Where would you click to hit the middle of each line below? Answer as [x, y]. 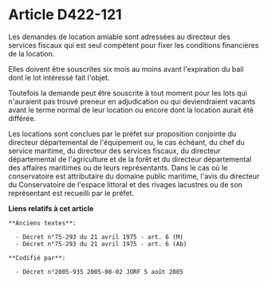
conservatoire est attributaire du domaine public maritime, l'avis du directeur [134, 176]
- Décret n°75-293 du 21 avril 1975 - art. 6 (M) [99, 237]
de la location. [32, 53]
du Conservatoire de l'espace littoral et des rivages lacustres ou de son [126, 184]
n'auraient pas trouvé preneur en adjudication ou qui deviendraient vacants [132, 101]
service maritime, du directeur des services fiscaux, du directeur [114, 151]
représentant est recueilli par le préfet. [71, 193]
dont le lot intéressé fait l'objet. [59, 77]
